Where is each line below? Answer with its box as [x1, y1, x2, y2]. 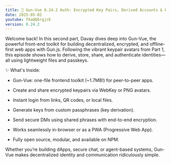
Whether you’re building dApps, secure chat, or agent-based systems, [5, 146, 153, 153]
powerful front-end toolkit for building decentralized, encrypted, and [5, 41, 149, 47]
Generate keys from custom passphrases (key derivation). [12, 107, 135, 113]
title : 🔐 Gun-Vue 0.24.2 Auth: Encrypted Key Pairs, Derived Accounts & [5, 7, 163, 13]
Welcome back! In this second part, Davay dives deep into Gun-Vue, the [5, 36, 157, 42]
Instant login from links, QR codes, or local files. [12, 97, 113, 103]
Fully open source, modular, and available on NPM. [12, 137, 120, 143]
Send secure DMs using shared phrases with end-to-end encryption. [12, 117, 158, 123]
